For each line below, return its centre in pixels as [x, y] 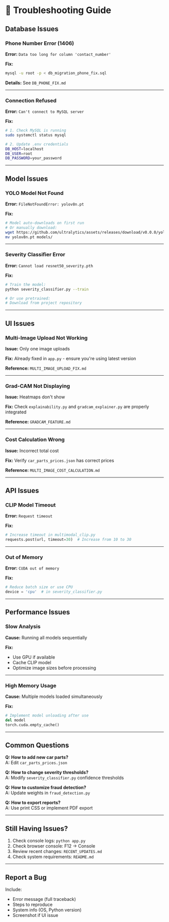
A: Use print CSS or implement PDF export [49, 808]
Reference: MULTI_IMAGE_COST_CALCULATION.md [53, 470]
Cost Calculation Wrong [35, 440]
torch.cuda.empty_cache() [32, 725]
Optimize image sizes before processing [54, 668]
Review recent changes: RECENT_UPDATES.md [57, 852]
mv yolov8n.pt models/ [29, 237]
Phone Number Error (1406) [40, 43]
